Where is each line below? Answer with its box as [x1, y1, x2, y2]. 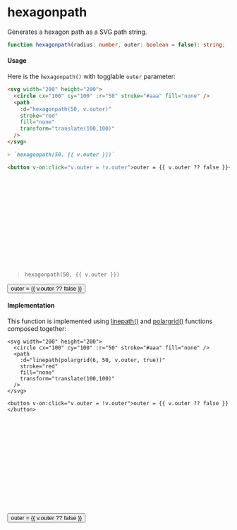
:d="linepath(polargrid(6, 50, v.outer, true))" [20, 356, 166, 363]
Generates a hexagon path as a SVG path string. [7, 28, 147, 36]
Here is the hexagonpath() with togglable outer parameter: [7, 72, 176, 81]
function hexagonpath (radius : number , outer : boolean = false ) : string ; [7, 41, 226, 48]
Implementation [7, 301, 55, 310]
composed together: [7, 324, 67, 332]
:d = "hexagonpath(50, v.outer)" [20, 105, 112, 113]
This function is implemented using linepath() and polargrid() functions [7, 317, 213, 325]
